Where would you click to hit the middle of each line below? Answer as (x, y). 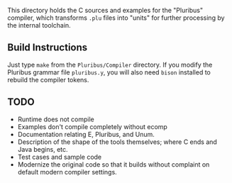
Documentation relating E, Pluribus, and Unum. (86, 134)
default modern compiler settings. (67, 172)
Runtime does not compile (56, 119)
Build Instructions (48, 48)
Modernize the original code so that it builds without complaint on (114, 164)
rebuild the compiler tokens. (48, 79)
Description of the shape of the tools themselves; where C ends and (117, 142)
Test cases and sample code (60, 157)
